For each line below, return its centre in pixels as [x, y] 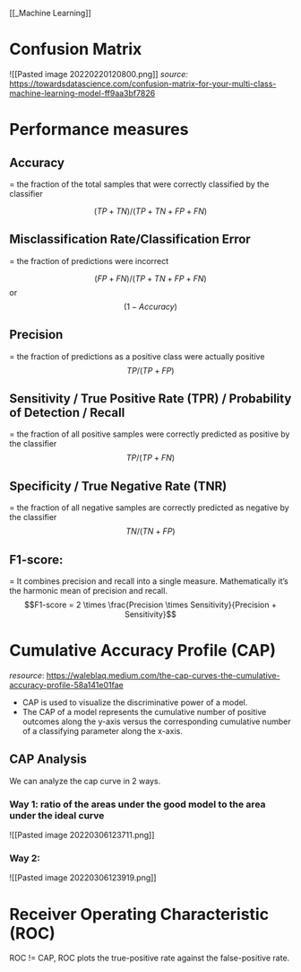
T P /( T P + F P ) [150, 370]
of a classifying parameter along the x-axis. [103, 730]
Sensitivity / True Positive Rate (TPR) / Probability [150, 398]
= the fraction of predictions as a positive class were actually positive [137, 356]
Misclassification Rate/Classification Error [130, 239]
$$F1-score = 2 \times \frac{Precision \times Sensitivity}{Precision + [150, 605]
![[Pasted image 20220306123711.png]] [82, 835]
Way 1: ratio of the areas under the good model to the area [138, 804]
